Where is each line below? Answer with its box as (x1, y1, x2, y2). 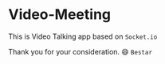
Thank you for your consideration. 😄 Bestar (8, 47, 153, 56)
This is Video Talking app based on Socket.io (8, 32, 158, 41)
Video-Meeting (8, 6, 112, 24)
